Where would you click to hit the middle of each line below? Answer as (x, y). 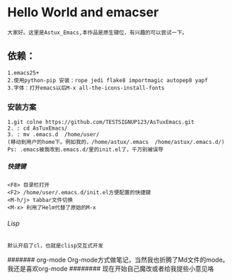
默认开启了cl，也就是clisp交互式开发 (56, 246)
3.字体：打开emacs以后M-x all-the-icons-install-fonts (86, 88)
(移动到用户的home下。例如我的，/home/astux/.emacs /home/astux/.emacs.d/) (116, 142)
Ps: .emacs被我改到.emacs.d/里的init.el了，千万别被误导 (86, 150)
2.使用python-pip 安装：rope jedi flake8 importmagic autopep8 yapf (108, 80)
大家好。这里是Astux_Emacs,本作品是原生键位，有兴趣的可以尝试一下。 (97, 33)
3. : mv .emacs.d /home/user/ (53, 135)
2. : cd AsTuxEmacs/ (38, 128)
